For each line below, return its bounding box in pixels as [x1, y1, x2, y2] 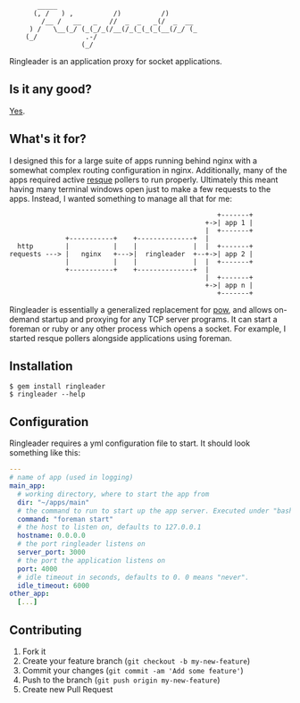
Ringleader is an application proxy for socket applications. [9, 56, 223, 66]
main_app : [9, 481, 46, 490]
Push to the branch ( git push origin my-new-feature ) [21, 674, 221, 685]
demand [9, 314, 40, 324]
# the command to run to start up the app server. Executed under [17, 506, 270, 515]
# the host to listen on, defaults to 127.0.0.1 [17, 523, 202, 532]
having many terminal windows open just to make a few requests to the [9, 183, 271, 194]
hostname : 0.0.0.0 [17, 531, 87, 540]
